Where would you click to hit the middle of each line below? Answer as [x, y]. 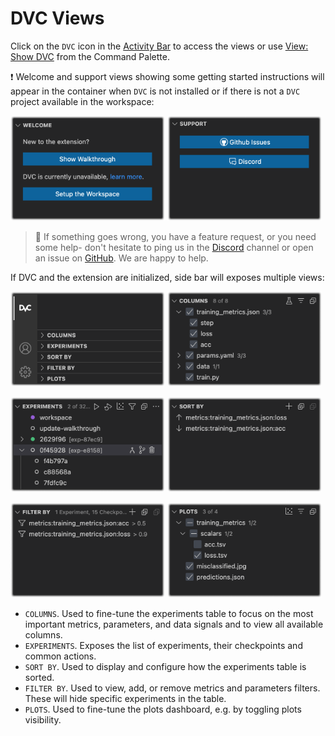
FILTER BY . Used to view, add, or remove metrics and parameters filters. [172, 688]
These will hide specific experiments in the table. [125, 699]
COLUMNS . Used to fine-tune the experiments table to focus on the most [169, 614]
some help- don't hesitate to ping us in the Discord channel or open [174, 247]
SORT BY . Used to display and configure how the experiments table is [165, 667]
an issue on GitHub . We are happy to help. [121, 258]
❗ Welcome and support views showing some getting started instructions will [167, 76]
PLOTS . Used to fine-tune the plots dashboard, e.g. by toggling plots [163, 709]
